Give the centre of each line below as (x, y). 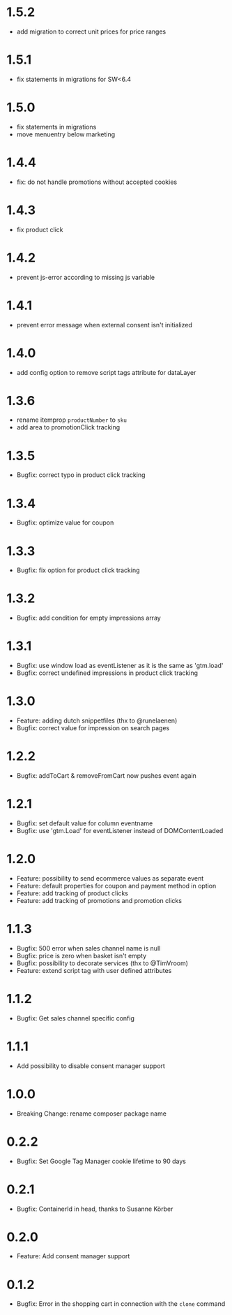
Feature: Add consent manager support (73, 1256)
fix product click (40, 229)
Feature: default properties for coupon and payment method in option (116, 886)
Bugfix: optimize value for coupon (65, 523)
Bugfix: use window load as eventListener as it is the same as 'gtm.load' (120, 666)
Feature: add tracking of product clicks (72, 893)
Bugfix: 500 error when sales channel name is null (88, 948)
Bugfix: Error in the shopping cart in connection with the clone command (121, 1304)
